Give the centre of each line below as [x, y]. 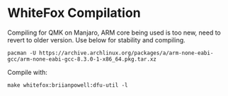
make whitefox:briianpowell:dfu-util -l [68, 85]
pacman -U [22, 53]
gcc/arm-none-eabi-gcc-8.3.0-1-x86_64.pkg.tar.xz [82, 59]
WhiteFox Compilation [74, 13]
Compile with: [28, 72]
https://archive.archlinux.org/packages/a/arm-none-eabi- [126, 53]
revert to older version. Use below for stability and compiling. [96, 40]
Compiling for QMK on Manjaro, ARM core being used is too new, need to [114, 32]
